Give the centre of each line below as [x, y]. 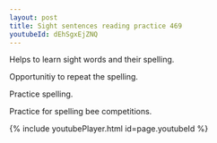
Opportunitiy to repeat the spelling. [74, 77]
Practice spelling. [41, 94]
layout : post [34, 17]
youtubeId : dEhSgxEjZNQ [54, 34]
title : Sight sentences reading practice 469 [95, 26]
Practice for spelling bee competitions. [81, 112]
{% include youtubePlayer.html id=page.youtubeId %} [109, 129]
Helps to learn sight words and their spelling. [92, 60]
